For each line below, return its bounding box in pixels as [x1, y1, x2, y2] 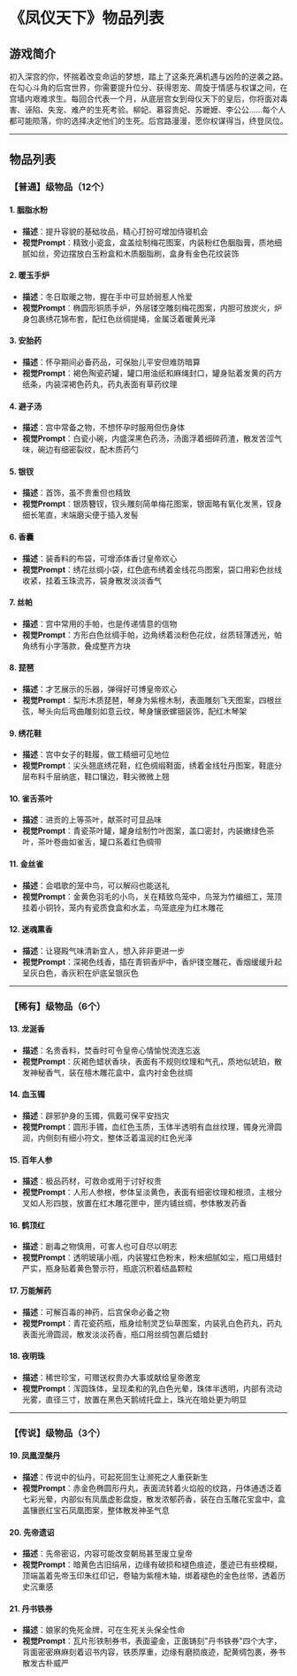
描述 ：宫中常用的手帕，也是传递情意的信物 [21, 618, 178, 629]
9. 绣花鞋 [9, 728, 42, 738]
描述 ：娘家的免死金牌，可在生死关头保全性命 [21, 1625, 186, 1635]
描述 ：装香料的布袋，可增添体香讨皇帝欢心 [21, 552, 178, 563]
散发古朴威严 [21, 1657, 69, 1669]
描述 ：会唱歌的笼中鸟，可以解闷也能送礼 [21, 880, 170, 891]
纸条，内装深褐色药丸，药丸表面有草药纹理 [21, 378, 178, 390]
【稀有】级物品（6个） [9, 1000, 106, 1012]
